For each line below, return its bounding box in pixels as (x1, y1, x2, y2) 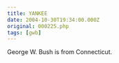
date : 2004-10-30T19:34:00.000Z (7, 16, 100, 23)
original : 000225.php (7, 23, 69, 29)
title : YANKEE (7, 10, 48, 17)
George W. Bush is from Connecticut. (7, 48, 112, 56)
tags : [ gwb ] (7, 29, 41, 36)
